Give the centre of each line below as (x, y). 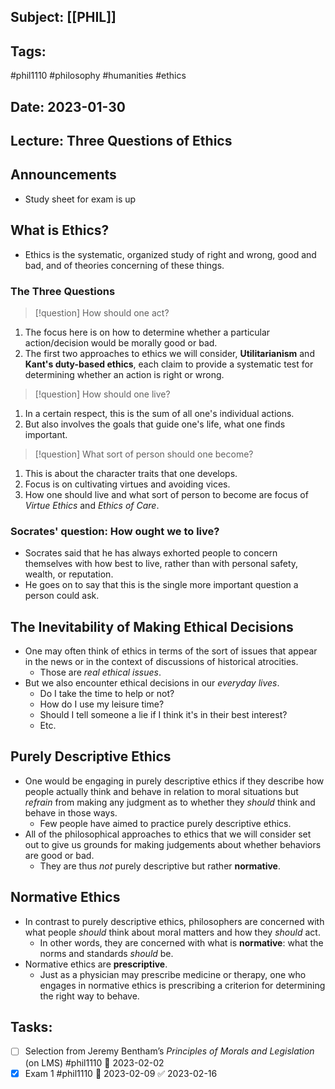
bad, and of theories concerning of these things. (124, 265)
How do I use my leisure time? (102, 704)
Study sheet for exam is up (80, 199)
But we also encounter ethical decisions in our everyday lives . (152, 683)
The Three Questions (63, 291)
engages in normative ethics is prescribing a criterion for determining (182, 985)
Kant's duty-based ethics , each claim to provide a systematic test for (169, 364)
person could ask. (62, 596)
